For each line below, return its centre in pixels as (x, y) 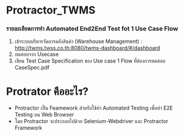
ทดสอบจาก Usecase (36, 54)
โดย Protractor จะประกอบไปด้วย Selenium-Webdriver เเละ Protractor (91, 121)
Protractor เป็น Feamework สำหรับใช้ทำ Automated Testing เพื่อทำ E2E (94, 108)
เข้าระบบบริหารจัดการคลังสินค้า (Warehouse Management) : (78, 41)
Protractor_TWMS (51, 10)
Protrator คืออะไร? (47, 91)
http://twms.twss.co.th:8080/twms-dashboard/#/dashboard (87, 48)
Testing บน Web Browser (44, 115)
